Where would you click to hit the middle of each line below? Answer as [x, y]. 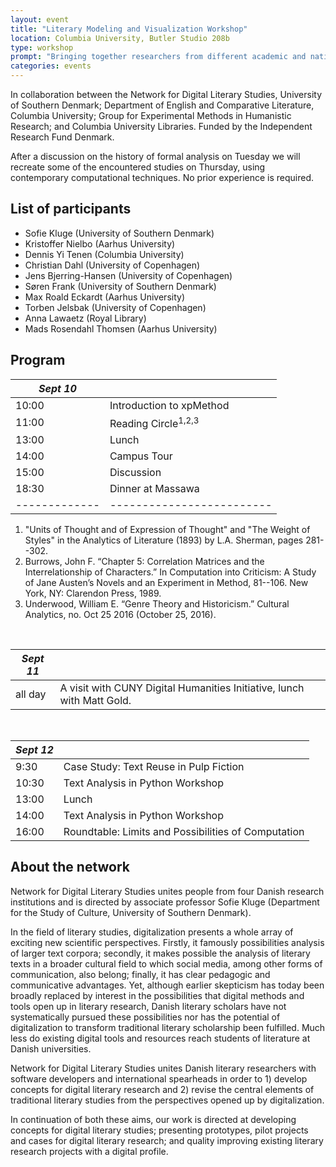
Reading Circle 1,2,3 [154, 422]
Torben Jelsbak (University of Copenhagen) [115, 307]
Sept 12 [34, 749]
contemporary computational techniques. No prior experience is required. [162, 177]
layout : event [40, 19]
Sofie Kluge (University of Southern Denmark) [119, 233]
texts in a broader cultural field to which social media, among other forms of [166, 963]
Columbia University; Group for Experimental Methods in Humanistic [151, 115]
